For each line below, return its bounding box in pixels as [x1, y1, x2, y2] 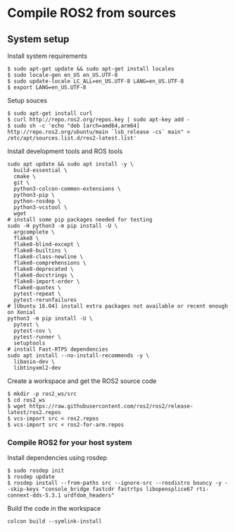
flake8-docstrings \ [13, 272, 74, 279]
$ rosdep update [7, 473, 55, 480]
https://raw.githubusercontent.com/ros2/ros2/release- [29, 403, 193, 410]
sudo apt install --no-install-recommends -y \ [7, 352, 150, 359]
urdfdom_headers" [63, 492, 115, 499]
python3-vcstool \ [13, 204, 68, 211]
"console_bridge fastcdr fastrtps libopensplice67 [42, 485, 193, 493]
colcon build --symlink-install [7, 518, 102, 525]
